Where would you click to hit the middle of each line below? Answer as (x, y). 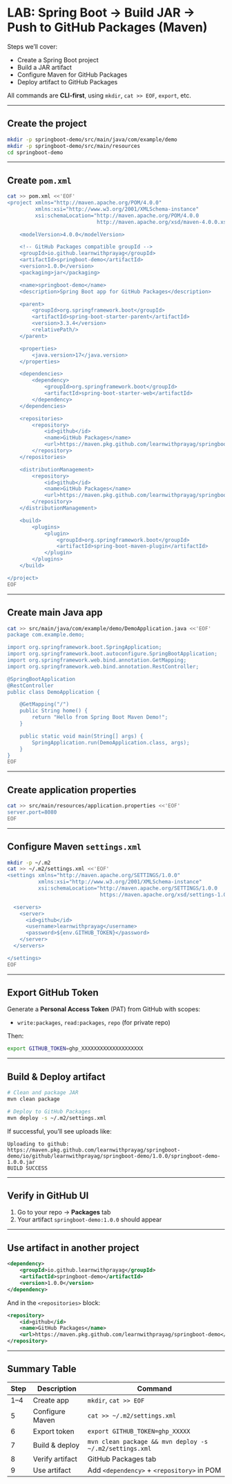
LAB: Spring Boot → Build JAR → (101, 13)
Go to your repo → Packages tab (64, 1212)
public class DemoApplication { (54, 692)
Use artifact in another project (73, 1248)
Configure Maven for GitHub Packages (72, 75)
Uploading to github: (38, 1144)
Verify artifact (55, 1458)
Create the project (47, 123)
